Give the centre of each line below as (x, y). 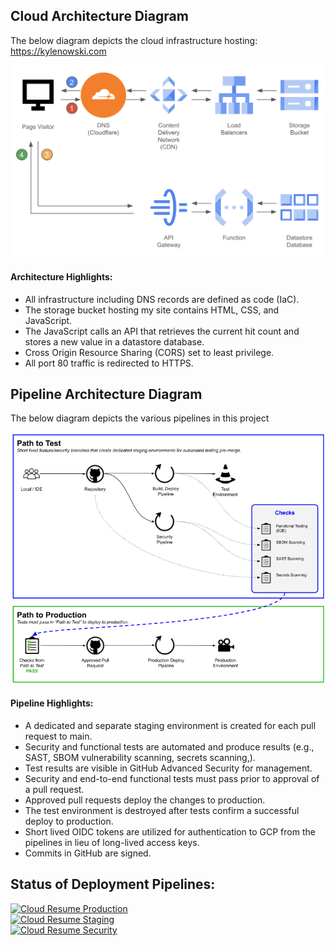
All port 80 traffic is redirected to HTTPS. (109, 363)
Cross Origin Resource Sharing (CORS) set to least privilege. (149, 352)
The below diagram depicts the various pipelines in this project (140, 418)
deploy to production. (69, 821)
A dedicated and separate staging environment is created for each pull (170, 726)
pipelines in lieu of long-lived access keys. (112, 843)
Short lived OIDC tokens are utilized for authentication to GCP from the (170, 832)
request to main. (58, 736)
